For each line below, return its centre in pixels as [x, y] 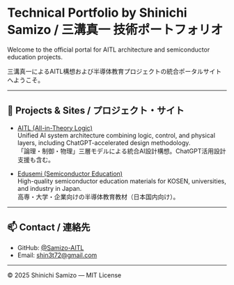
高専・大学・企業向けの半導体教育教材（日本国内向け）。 [98, 197]
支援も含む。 [36, 160]
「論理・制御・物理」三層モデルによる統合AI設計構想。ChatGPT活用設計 [122, 151]
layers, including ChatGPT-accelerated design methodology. [104, 142]
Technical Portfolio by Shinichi [97, 13]
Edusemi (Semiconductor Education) [70, 174]
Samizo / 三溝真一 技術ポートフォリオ [115, 30]
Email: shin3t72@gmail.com [57, 255]
